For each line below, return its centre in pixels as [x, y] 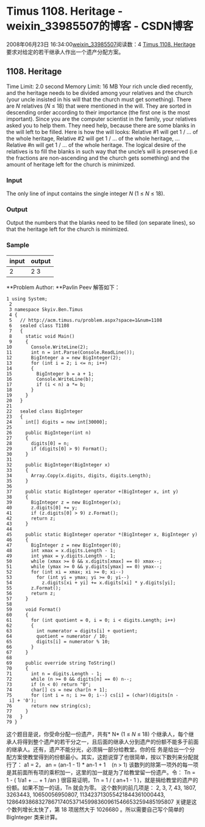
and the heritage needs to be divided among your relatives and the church [100, 92]
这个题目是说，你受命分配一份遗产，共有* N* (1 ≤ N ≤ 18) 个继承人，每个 [98, 734]
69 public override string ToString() [61, 663]
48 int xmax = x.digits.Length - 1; [61, 550]
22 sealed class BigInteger [45, 411]
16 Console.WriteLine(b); [50, 379]
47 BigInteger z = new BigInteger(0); [64, 545]
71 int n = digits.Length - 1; [54, 674]
